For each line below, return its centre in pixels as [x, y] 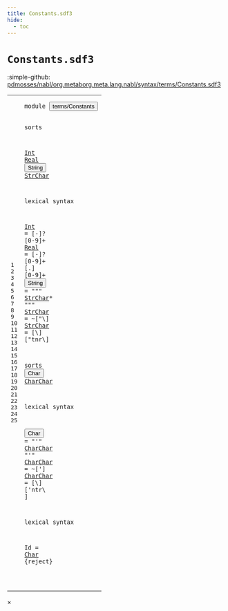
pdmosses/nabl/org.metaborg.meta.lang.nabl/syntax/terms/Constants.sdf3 [114, 84]
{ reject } [38, 562]
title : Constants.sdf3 [40, 13]
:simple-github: [29, 77]
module [35, 106]
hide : [15, 20]
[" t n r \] [37, 340]
